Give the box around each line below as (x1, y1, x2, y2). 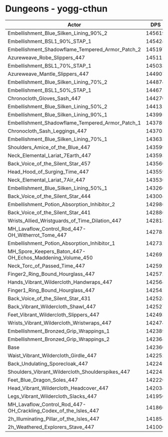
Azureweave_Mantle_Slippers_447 (7, 70, 89, 77)
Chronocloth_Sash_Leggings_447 (7, 127, 87, 134)
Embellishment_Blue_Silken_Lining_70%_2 (7, 78, 107, 85)
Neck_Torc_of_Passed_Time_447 (7, 262, 85, 269)
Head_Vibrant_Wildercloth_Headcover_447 (7, 384, 109, 391)
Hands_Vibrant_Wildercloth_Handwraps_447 (7, 278, 112, 285)
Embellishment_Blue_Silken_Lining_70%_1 (7, 135, 107, 142)
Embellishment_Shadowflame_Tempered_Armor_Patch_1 (7, 119, 141, 126)
